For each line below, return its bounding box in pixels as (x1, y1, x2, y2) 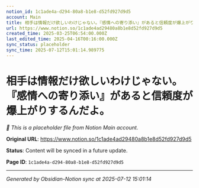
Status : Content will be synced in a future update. (6, 147, 128, 154)
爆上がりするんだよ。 (6, 104, 111, 117)
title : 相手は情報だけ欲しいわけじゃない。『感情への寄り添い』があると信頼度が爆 (6, 20, 182, 25)
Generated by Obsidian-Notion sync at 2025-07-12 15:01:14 (6, 175, 152, 182)
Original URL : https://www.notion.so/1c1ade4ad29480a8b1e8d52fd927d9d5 (6, 135, 192, 142)
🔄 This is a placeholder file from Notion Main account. (6, 124, 139, 131)
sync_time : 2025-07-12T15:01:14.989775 (6, 47, 105, 53)
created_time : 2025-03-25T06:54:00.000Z (6, 31, 108, 37)
